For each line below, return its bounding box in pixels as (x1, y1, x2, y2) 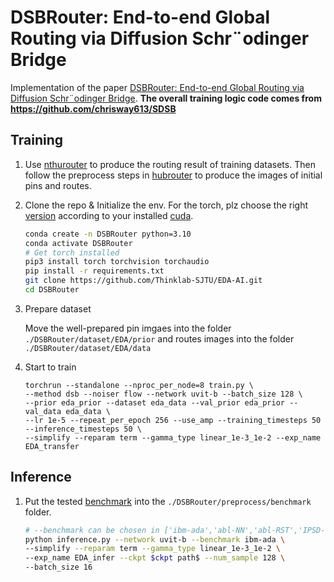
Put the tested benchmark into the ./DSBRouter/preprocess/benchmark (24, 495, 312, 507)
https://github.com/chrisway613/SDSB (10, 102, 177, 115)
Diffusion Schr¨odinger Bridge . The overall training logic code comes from (10, 92, 322, 104)
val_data (24, 406, 62, 416)
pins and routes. (24, 179, 92, 191)
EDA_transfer (24, 441, 80, 451)
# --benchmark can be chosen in (24, 525, 160, 535)
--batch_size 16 (24, 562, 93, 573)
